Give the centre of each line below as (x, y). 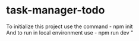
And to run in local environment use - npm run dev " (70, 32)
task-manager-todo (56, 10)
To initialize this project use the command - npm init (69, 26)
